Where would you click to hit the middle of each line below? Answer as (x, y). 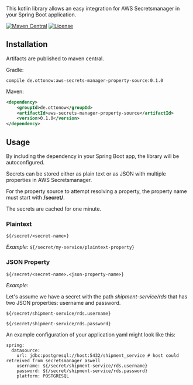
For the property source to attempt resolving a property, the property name (96, 191)
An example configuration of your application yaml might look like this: (91, 334)
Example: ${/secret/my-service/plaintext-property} (70, 247)
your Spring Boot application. (41, 15)
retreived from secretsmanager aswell (53, 360)
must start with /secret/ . (36, 197)
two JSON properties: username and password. (63, 302)
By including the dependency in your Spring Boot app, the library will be (93, 156)
